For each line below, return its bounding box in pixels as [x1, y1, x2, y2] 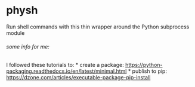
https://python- [125, 62, 163, 69]
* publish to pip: [128, 67, 167, 75]
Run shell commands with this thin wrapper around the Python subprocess [6, 23, 190, 30]
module [6, 29, 25, 36]
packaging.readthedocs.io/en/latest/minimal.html [6, 67, 127, 75]
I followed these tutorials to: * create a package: [6, 62, 124, 69]
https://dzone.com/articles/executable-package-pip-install [6, 74, 151, 81]
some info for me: [6, 43, 49, 50]
